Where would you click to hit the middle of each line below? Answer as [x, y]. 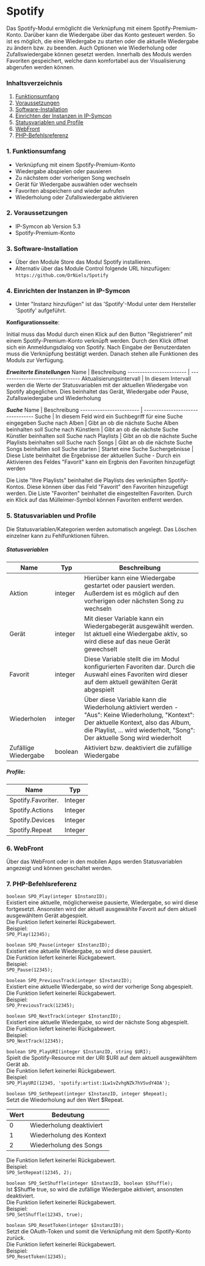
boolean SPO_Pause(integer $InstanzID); [59, 945]
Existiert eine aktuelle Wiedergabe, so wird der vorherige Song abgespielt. [100, 987]
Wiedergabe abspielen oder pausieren [63, 171]
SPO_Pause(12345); [30, 970]
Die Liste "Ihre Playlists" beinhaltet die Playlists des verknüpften [86, 480]
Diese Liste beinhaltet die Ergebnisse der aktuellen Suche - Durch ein [94, 456]
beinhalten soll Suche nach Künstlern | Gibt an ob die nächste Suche [92, 430]
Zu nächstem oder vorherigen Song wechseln [73, 177]
